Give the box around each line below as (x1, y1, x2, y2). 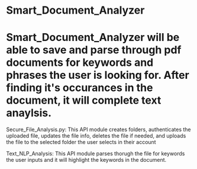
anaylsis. (6, 106, 52, 120)
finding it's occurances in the (6, 81, 153, 95)
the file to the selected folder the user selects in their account (6, 139, 156, 146)
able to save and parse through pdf (6, 43, 182, 57)
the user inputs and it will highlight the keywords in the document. (6, 157, 167, 164)
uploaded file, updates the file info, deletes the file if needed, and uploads (6, 132, 186, 139)
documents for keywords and (6, 56, 154, 69)
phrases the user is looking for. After (6, 69, 189, 82)
